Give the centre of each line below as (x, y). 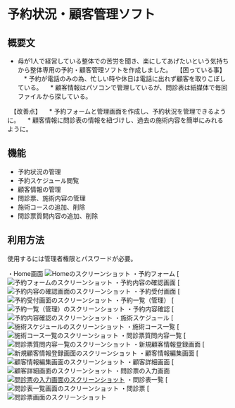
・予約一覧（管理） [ (144, 300)
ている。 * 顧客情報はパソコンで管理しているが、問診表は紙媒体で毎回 (122, 88)
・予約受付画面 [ (157, 291)
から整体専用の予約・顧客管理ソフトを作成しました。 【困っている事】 (122, 70)
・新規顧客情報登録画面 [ (169, 344)
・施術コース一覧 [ (153, 326)
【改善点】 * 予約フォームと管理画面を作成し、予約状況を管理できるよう (120, 111)
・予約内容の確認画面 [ (147, 282)
